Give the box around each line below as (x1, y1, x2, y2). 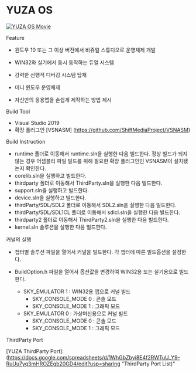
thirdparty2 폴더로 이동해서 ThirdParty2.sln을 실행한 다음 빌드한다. (14, 216, 169, 223)
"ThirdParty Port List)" (121, 360, 176, 367)
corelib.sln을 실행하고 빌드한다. (14, 172, 87, 179)
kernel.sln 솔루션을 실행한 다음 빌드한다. (14, 223, 107, 230)
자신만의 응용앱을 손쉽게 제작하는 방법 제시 (14, 96, 112, 103)
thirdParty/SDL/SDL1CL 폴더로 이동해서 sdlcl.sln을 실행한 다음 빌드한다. (14, 209, 180, 216)
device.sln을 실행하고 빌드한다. (14, 194, 87, 201)
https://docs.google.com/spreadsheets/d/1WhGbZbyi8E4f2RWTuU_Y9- (8, 354, 180, 361)
